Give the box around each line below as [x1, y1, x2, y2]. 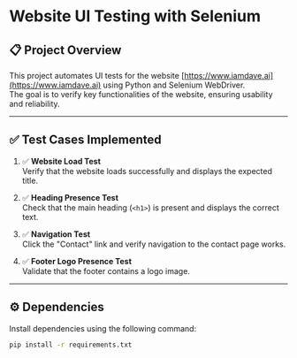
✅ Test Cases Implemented [9, 133, 162, 148]
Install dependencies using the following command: [9, 323, 197, 333]
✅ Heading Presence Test [21, 192, 119, 202]
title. [21, 175, 38, 186]
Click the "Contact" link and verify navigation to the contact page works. [21, 239, 286, 249]
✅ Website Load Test [21, 156, 102, 166]
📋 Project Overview [9, 42, 122, 57]
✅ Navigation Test [21, 228, 91, 240]
